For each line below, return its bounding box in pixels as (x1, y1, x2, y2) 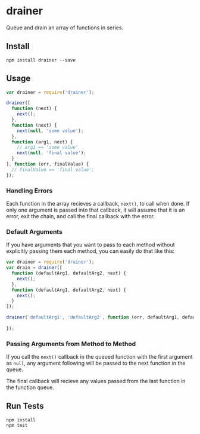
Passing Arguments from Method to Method (6, 340, 136, 348)
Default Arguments (6, 227, 62, 236)
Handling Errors (6, 187, 53, 195)
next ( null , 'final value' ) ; (17, 150, 86, 156)
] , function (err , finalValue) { (6, 161, 89, 167)
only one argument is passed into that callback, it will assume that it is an (6, 206, 185, 213)
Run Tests (6, 401, 44, 411)
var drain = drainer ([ (6, 265, 62, 271)
